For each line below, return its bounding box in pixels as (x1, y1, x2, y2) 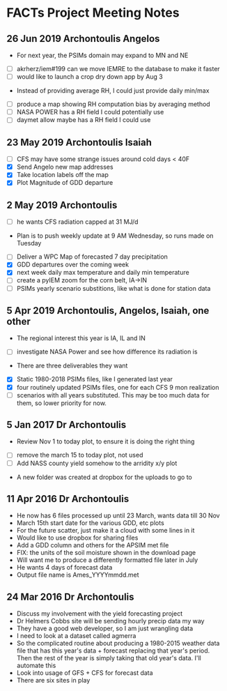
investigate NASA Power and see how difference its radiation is (16, 347, 198, 356)
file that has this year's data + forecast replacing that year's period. (16, 646, 210, 655)
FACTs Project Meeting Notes (6, 5, 180, 21)
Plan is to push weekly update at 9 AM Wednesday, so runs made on (16, 231, 214, 240)
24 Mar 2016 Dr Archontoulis (6, 591, 134, 602)
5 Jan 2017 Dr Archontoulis (6, 419, 127, 431)
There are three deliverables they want (16, 361, 128, 370)
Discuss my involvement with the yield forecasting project (16, 609, 182, 618)
